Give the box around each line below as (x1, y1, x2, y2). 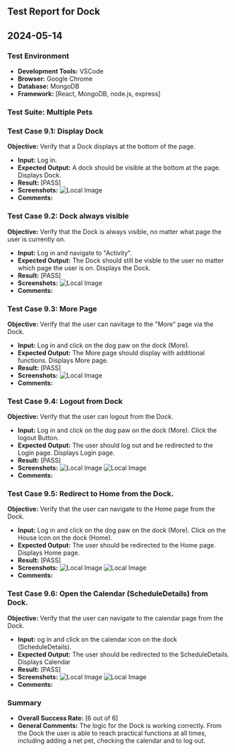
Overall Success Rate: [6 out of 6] (17, 714, 119, 722)
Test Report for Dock (7, 6, 100, 18)
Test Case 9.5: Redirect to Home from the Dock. (7, 489, 174, 499)
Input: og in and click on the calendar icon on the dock (17, 635, 178, 643)
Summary (7, 698, 42, 707)
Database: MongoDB (17, 82, 80, 91)
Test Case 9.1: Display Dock (7, 126, 104, 136)
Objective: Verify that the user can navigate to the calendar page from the (7, 613, 224, 622)
